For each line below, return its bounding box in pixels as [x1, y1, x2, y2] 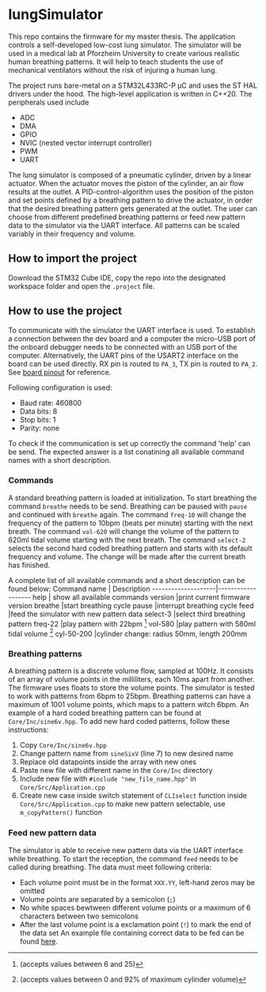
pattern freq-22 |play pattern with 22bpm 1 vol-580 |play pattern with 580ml [8, 617, 256, 628]
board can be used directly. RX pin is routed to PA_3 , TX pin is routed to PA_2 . [8, 358, 258, 369]
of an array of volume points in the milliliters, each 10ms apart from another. [8, 675, 255, 684]
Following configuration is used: [8, 382, 112, 392]
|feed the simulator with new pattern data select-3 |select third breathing [8, 609, 245, 619]
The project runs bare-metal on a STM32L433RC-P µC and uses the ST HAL [8, 81, 258, 90]
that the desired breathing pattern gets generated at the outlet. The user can [8, 203, 258, 213]
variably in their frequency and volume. [8, 229, 136, 238]
